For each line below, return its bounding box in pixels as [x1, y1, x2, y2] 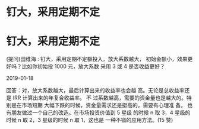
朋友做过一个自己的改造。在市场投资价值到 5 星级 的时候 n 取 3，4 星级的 [11, 109, 191, 116]
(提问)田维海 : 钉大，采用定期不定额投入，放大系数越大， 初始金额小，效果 [6, 56, 188, 63]
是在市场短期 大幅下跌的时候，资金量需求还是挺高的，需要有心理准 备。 [11, 102, 186, 109]
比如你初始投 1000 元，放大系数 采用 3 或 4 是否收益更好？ [21, 63, 165, 70]
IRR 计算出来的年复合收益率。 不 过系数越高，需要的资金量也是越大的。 [12, 94, 187, 101]
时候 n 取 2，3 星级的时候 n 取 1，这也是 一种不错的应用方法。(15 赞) [6, 117, 173, 124]
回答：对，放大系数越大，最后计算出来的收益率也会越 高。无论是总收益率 [6, 87, 185, 94]
